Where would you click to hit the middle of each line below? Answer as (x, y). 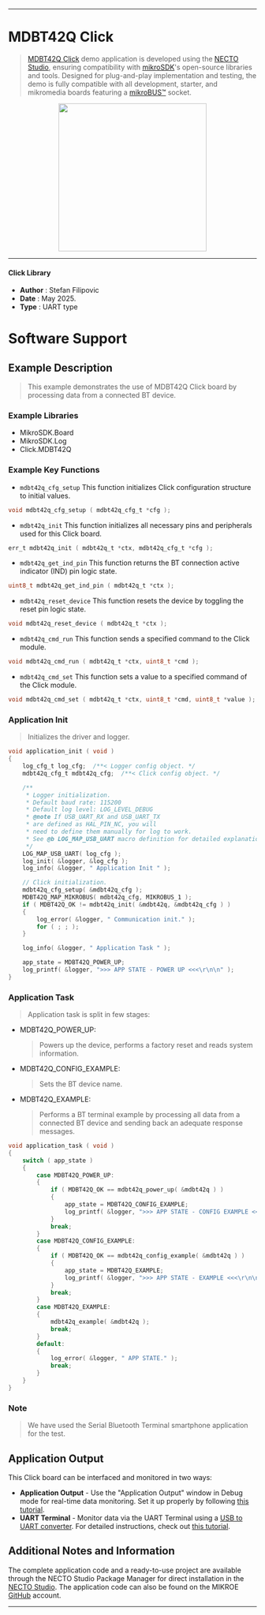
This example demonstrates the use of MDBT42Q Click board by (132, 387)
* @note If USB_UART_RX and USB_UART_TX (93, 817)
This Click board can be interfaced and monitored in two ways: (110, 1477)
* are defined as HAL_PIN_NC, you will (91, 824)
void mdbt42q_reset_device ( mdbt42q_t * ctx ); (88, 624)
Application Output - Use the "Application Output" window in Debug (131, 1493)
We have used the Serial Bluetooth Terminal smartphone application (138, 1426)
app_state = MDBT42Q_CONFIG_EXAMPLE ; (127, 1205)
